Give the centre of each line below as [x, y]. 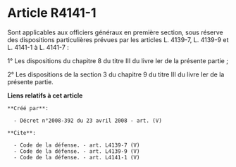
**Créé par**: [28, 108]
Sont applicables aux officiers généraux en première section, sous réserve [115, 32]
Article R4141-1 [52, 13]
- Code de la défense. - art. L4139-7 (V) [77, 145]
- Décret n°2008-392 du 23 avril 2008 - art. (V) [88, 121]
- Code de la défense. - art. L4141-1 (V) [77, 157]
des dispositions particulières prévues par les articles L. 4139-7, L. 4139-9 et [118, 39]
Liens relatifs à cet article [45, 95]
